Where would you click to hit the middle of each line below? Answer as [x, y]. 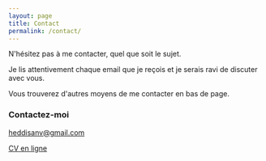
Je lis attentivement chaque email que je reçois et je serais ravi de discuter [133, 70]
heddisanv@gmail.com [47, 132]
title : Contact [34, 23]
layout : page [30, 16]
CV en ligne [28, 148]
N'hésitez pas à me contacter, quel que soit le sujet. [95, 54]
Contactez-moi [39, 115]
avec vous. [27, 78]
